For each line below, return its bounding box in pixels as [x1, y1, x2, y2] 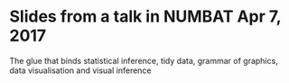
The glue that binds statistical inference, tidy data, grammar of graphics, [9, 55, 278, 66]
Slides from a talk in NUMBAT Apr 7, [9, 6, 282, 27]
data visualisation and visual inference [9, 65, 152, 76]
